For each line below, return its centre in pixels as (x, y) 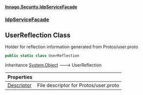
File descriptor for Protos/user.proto (78, 85)
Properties (20, 77)
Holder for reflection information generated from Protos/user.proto (72, 47)
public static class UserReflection (42, 56)
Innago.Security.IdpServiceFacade (41, 7)
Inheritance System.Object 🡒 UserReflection (54, 65)
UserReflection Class (38, 35)
